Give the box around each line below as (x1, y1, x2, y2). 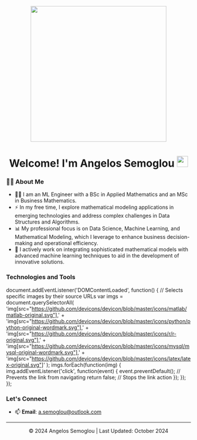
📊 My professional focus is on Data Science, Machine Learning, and (14, 225, 181, 232)
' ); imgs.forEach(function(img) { (43, 361, 121, 368)
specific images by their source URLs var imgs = (6, 293, 123, 300)
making (14, 240, 33, 247)
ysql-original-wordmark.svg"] (6, 348, 78, 356)
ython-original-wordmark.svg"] (6, 324, 81, 331)
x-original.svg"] (6, 361, 44, 368)
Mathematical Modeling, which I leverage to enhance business (14, 233, 166, 241)
